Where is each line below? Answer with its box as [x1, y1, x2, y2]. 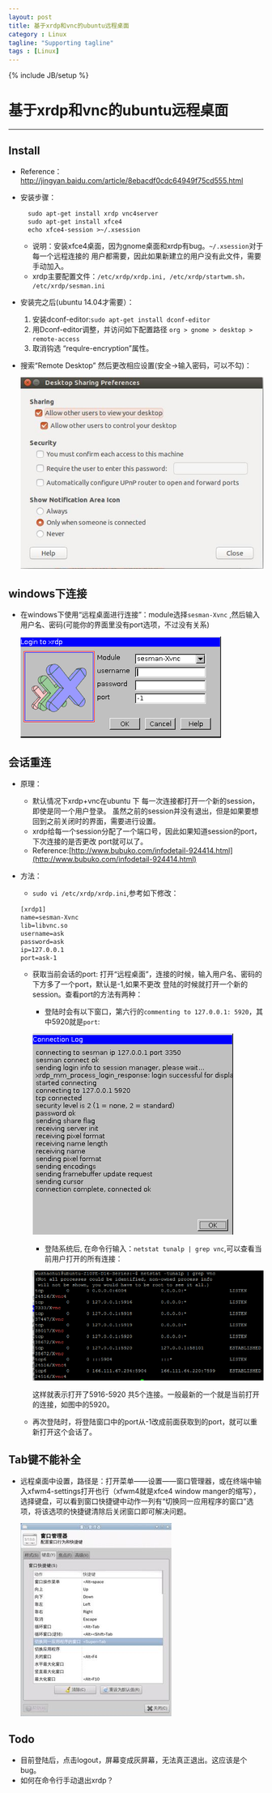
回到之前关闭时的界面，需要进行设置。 [32, 816, 160, 826]
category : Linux [8, 30, 67, 38]
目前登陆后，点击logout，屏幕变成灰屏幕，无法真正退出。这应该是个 [19, 1755, 248, 1765]
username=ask [19, 929, 65, 937]
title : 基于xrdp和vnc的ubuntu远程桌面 [8, 21, 130, 30]
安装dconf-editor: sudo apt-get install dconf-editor [32, 314, 210, 324]
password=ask [19, 937, 65, 946]
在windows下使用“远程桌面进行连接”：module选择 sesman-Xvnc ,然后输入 [19, 609, 261, 619]
